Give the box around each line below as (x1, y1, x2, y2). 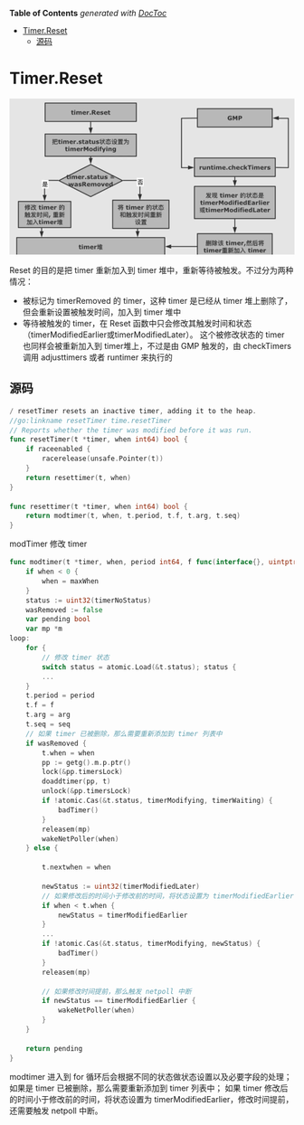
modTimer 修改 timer (9, 538, 88, 550)
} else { (25, 844, 59, 853)
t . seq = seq (25, 720, 71, 729)
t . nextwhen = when (42, 863, 111, 872)
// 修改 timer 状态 (42, 653, 110, 662)
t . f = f (25, 701, 54, 710)
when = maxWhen (42, 576, 100, 586)
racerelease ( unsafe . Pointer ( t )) (42, 454, 165, 464)
